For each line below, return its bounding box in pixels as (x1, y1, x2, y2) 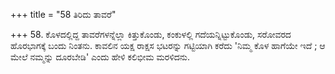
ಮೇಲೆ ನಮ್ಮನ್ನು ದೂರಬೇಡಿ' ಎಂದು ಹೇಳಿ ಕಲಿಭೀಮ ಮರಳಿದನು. (10, 51, 191, 63)
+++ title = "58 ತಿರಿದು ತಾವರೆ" (10, 9, 117, 20)
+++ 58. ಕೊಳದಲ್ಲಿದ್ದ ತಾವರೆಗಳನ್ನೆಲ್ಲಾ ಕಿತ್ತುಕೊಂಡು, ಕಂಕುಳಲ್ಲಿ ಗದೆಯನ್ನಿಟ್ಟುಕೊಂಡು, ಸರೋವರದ (10, 29, 292, 40)
